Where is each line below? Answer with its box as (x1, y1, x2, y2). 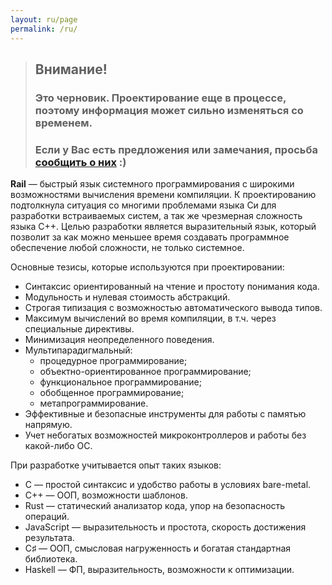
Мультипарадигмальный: (24, 344, 133, 356)
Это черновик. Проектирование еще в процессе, (34, 91, 287, 105)
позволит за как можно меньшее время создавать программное (10, 231, 290, 243)
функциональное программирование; (39, 376, 202, 388)
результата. (24, 532, 75, 544)
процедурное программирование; (39, 355, 188, 367)
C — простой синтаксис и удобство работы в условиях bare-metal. (24, 479, 312, 491)
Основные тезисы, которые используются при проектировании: (10, 261, 285, 273)
